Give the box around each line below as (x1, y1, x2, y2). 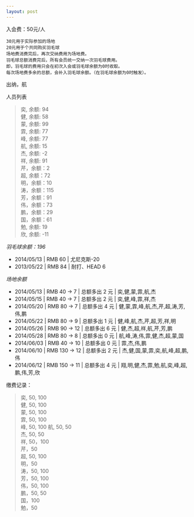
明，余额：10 (20, 179, 52, 186)
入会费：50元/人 (6, 25, 46, 32)
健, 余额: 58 (20, 113, 49, 120)
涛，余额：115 (20, 186, 54, 194)
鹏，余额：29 (20, 208, 53, 215)
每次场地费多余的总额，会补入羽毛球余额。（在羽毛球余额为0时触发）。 (6, 69, 149, 75)
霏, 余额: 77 (20, 128, 48, 135)
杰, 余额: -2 (20, 149, 48, 156)
